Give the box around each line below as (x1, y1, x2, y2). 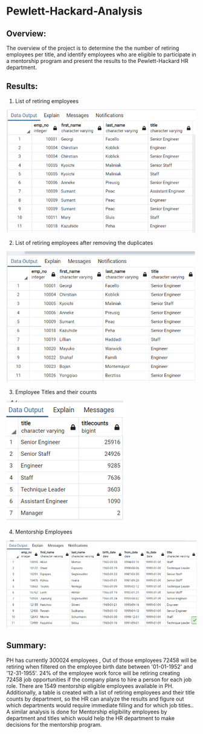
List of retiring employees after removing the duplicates (14, 239, 153, 247)
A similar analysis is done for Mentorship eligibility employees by (6, 708, 167, 715)
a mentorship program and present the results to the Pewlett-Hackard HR (6, 58, 188, 64)
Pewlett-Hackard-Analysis (6, 4, 143, 18)
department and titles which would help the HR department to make (6, 714, 175, 722)
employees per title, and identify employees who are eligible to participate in (6, 51, 196, 58)
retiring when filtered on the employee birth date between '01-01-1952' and (6, 662, 193, 670)
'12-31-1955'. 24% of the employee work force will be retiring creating (6, 669, 180, 676)
